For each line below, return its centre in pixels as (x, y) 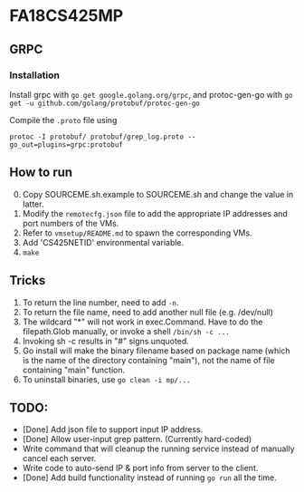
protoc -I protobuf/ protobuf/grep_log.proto (96, 137)
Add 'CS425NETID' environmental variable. (103, 242)
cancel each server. (59, 458)
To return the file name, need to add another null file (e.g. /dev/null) (148, 312)
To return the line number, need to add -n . (100, 302)
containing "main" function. (73, 370)
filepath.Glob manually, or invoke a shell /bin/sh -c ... (126, 331)
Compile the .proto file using (63, 120)
